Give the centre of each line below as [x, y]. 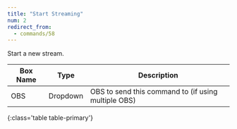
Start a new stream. [36, 54]
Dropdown [66, 96]
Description [158, 75]
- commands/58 [34, 33]
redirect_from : [30, 27]
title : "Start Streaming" [45, 14]
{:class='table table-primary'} [50, 118]
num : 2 [17, 20]
